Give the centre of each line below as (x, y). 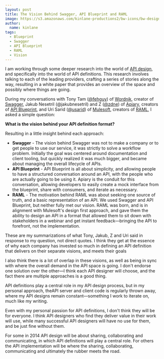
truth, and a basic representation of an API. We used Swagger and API (83, 200)
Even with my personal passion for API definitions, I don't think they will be (80, 311)
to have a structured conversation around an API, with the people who (82, 174)
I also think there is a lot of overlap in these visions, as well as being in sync (81, 261)
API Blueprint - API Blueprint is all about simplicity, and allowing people (84, 169)
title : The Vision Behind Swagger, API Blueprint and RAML (66, 14)
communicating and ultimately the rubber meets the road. (63, 351)
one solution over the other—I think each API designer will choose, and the (80, 271)
